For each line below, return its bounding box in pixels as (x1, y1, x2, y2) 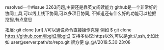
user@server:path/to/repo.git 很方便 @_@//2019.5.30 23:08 (10, 39, 131, 45)
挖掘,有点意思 (5, 17, 33, 22)
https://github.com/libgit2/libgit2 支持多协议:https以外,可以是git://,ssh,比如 (5, 33, 155, 39)
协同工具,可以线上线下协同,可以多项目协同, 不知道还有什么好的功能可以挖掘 (5, 10, 157, 16)
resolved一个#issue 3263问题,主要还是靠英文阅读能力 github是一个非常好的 (5, 4, 158, 10)
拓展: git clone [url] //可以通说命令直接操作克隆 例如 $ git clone (5, 27, 132, 33)
